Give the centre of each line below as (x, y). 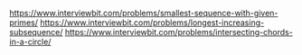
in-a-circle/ (30, 41)
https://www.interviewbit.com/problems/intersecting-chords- (179, 32)
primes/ (24, 23)
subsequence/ (36, 32)
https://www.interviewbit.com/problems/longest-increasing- (152, 23)
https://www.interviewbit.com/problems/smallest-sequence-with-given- (144, 13)
